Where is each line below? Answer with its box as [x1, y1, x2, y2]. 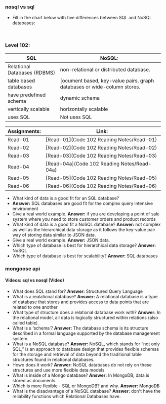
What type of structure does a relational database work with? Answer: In [12, 309, 161, 315]
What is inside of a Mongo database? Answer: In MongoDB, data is [12, 372, 150, 378]
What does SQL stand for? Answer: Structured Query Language [12, 288, 143, 294]
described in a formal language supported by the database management [12, 330, 160, 336]
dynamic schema [60, 94, 100, 101]
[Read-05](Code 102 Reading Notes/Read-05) [45, 174, 157, 181]
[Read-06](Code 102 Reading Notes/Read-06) [45, 182, 157, 189]
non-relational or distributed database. [60, 66, 151, 73]
